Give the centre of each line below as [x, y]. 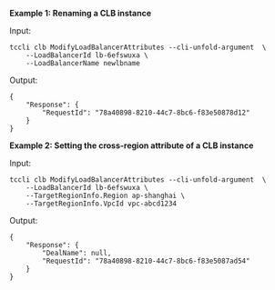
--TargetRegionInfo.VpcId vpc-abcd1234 [102, 204]
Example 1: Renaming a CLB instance [81, 13]
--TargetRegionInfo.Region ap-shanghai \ [105, 195]
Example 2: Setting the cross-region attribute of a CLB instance [132, 145]
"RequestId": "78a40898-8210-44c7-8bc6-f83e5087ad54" [146, 261]
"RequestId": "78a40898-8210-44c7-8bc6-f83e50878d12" [146, 113]
